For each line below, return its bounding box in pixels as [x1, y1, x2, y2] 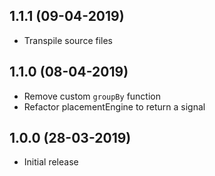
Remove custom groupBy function [23, 90, 161, 102]
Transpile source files [23, 34, 113, 46]
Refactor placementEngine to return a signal [23, 100, 206, 113]
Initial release [23, 156, 79, 168]
